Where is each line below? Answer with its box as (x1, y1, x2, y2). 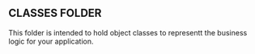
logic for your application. (8, 36, 94, 46)
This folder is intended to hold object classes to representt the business (8, 27, 248, 37)
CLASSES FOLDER (8, 6, 102, 20)
